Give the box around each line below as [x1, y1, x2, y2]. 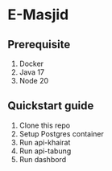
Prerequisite [7, 38, 71, 51]
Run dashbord [19, 154, 66, 164]
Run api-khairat [19, 137, 71, 147]
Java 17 [19, 67, 45, 77]
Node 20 [19, 76, 49, 85]
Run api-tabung [19, 146, 72, 156]
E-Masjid [7, 6, 69, 24]
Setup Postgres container [19, 128, 104, 138]
